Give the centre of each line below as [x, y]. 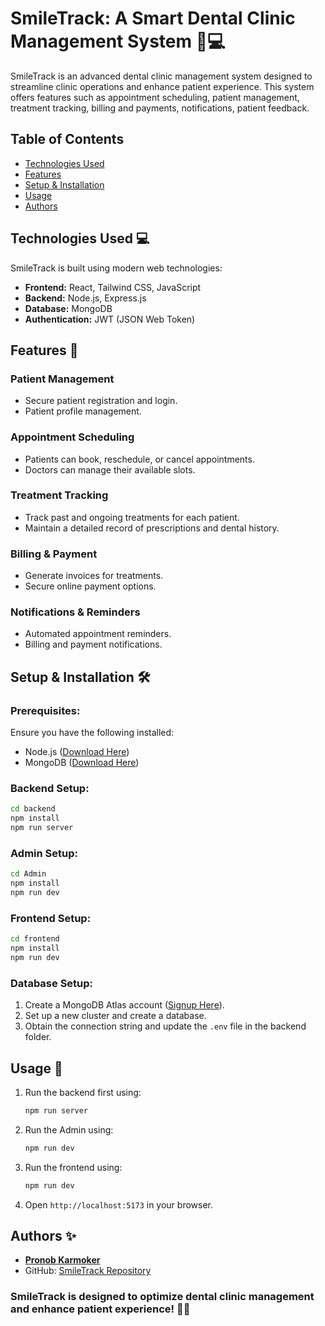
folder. [38, 1037]
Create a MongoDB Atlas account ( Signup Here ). [124, 1005]
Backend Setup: [50, 789]
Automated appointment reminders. [98, 634]
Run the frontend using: [73, 1167]
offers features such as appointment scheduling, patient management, [155, 97]
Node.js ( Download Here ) [77, 752]
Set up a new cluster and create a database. [115, 1016]
